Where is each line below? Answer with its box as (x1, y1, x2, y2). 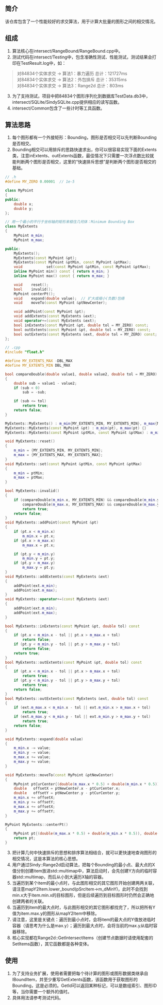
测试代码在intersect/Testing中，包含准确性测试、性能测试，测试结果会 (12, 54, 152, 60)
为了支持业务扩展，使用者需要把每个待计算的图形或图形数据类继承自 (12, 970, 148, 976)
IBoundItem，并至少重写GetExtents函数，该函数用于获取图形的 (12, 976, 138, 982)
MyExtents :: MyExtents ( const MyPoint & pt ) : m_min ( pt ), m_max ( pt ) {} (5, 426, 147, 430)
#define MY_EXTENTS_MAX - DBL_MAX (5, 358, 73, 364)
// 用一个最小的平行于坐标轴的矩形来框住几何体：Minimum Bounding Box (5, 220, 135, 224)
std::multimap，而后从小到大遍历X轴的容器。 (16, 874, 106, 880)
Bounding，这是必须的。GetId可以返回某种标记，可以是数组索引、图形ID (12, 983, 157, 988)
